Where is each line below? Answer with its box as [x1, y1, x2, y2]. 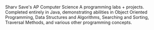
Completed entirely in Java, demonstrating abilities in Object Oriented [5, 9, 148, 15]
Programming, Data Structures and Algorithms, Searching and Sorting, [5, 15, 149, 20]
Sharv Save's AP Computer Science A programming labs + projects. [5, 4, 144, 10]
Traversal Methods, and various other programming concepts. [5, 19, 133, 25]
